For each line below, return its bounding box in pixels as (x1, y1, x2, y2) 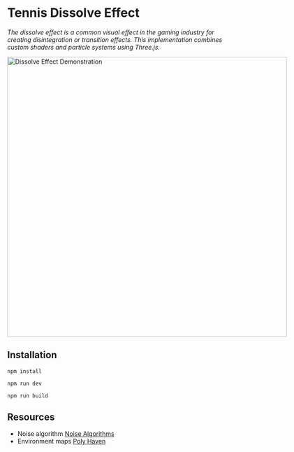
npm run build (7, 392, 49, 400)
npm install (7, 367, 42, 375)
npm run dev (7, 380, 42, 387)
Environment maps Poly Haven (17, 437, 106, 446)
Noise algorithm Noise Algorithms (17, 430, 115, 438)
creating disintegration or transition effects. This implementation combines (7, 35, 223, 43)
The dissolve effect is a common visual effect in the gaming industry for (7, 28, 214, 36)
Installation (7, 349, 57, 361)
